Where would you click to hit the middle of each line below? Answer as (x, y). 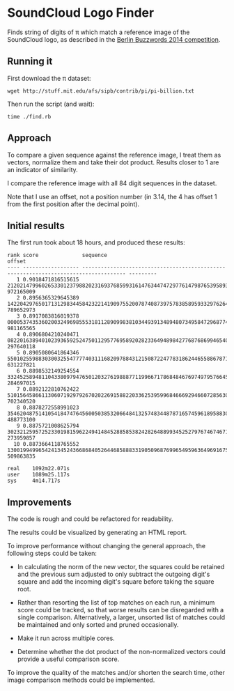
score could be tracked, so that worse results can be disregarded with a (120, 610)
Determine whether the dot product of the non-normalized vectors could (122, 652)
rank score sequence (57, 256)
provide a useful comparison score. (68, 659)
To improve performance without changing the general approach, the (107, 546)
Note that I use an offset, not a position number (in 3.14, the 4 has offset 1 (112, 196)
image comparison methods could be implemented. (81, 680)
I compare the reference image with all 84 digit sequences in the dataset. (112, 183)
